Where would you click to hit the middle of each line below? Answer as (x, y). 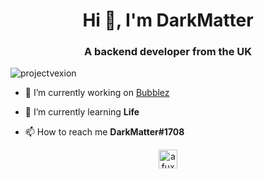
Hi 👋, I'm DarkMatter (168, 20)
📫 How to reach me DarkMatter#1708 (104, 132)
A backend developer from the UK (168, 52)
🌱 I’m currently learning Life (82, 112)
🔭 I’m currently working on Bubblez (97, 93)
